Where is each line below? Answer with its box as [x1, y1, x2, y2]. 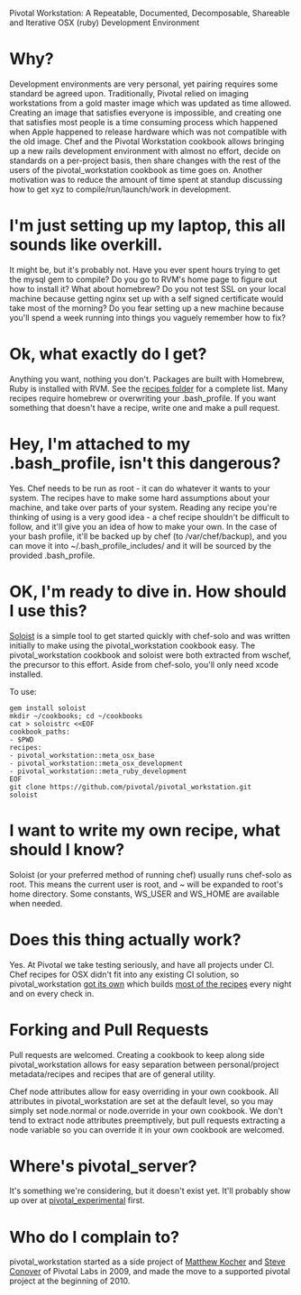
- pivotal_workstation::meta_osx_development [9, 759, 183, 768]
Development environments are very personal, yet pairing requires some [9, 78, 278, 89]
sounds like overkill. [9, 234, 163, 255]
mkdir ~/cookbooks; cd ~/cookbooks [9, 711, 143, 720]
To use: [9, 686, 38, 697]
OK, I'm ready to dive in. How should [9, 581, 287, 602]
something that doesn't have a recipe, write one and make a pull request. [9, 402, 281, 413]
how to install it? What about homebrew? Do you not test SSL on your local [9, 283, 287, 294]
